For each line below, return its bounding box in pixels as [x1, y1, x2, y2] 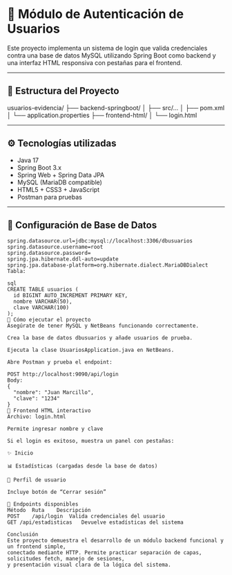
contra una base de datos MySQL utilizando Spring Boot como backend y [7, 51, 216, 60]
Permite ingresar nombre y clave [7, 425, 104, 432]
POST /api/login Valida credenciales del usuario [7, 513, 166, 520]
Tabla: [7, 268, 26, 275]
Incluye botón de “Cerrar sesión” [7, 488, 107, 496]
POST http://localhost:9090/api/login [7, 371, 119, 378]
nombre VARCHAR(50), [13, 298, 72, 306]
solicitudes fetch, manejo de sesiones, [7, 556, 126, 563]
